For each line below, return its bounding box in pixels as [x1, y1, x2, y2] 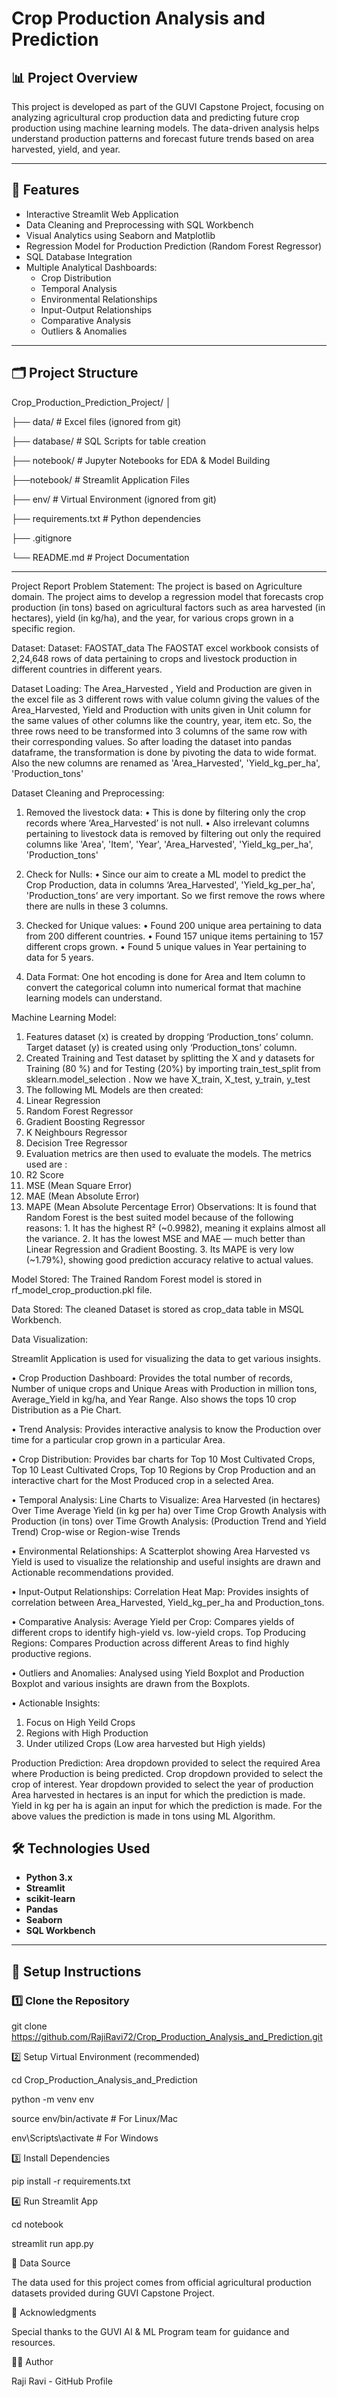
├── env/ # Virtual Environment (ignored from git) [11, 493, 217, 505]
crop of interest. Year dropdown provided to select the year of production [11, 1778, 314, 1790]
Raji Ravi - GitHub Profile [11, 2375, 113, 2387]
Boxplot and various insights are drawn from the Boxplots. [11, 1677, 251, 1689]
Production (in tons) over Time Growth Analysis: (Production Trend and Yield [11, 1515, 327, 1527]
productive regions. [11, 1647, 92, 1659]
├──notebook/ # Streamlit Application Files [11, 473, 190, 486]
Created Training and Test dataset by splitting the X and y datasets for [25, 1052, 316, 1064]
